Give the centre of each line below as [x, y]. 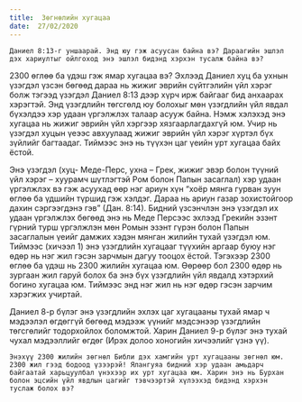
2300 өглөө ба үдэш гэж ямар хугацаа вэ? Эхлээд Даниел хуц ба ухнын [149, 75]
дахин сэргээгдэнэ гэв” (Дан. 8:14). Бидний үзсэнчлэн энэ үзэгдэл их [144, 207]
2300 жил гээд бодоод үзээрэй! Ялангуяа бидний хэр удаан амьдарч [137, 365]
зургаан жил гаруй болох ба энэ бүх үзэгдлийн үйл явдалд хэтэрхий [142, 275]
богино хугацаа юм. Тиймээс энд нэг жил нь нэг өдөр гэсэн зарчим [141, 284]
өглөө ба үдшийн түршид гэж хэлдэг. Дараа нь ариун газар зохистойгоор [151, 198]
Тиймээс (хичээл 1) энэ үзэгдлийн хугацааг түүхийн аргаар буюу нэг [143, 246]
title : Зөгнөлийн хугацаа [60, 18]
